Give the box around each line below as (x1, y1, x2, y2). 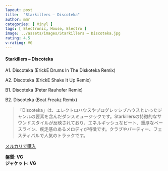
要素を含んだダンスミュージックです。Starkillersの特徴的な (35, 113, 157, 119)
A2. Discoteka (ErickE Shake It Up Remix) (5, 77, 91, 83)
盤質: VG (5, 154, 24, 160)
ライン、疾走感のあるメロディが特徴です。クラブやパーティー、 (22, 126, 154, 132)
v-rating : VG (5, 40, 33, 46)
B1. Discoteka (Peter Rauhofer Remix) (5, 87, 83, 93)
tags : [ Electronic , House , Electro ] (5, 26, 87, 31)
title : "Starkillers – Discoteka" (5, 12, 80, 17)
